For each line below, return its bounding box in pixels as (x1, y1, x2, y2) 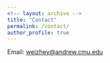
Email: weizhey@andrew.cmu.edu (7, 48, 104, 56)
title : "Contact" (7, 16, 57, 23)
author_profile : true (7, 29, 70, 36)
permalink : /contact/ (7, 23, 70, 29)
